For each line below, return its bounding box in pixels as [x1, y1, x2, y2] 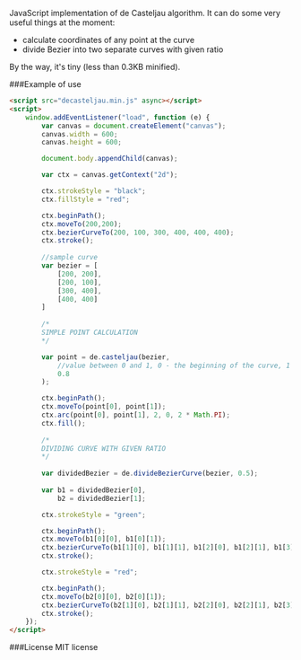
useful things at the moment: [9, 17, 116, 28]
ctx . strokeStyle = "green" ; [41, 510, 146, 519]
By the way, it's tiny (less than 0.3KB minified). [9, 62, 181, 72]
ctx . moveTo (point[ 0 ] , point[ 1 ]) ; [41, 402, 167, 411]
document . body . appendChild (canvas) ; [41, 154, 178, 163]
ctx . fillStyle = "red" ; [41, 195, 130, 204]
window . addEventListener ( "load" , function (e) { [25, 112, 211, 122]
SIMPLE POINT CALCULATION [41, 328, 139, 337]
